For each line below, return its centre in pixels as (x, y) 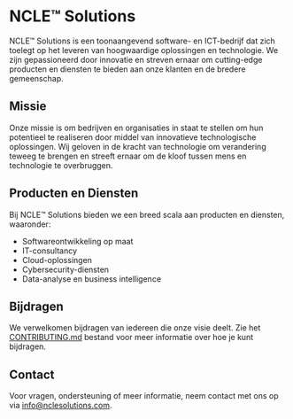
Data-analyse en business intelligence (92, 279)
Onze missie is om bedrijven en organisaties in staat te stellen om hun (136, 128)
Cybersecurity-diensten (65, 269)
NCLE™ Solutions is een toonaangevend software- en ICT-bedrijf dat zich (143, 41)
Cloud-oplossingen (57, 260)
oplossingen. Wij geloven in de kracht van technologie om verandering (138, 146)
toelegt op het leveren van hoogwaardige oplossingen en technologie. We (144, 50)
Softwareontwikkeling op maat (77, 241)
